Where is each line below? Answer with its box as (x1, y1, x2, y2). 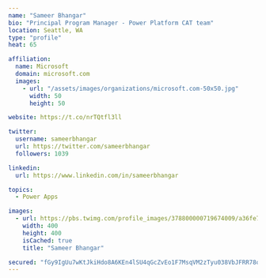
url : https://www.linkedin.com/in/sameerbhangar (15, 171, 179, 179)
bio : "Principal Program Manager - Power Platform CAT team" (8, 19, 215, 27)
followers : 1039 (15, 149, 69, 158)
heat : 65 (8, 41, 37, 49)
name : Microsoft (15, 62, 69, 71)
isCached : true (22, 236, 73, 245)
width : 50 (28, 92, 62, 100)
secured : (8, 258, 37, 266)
